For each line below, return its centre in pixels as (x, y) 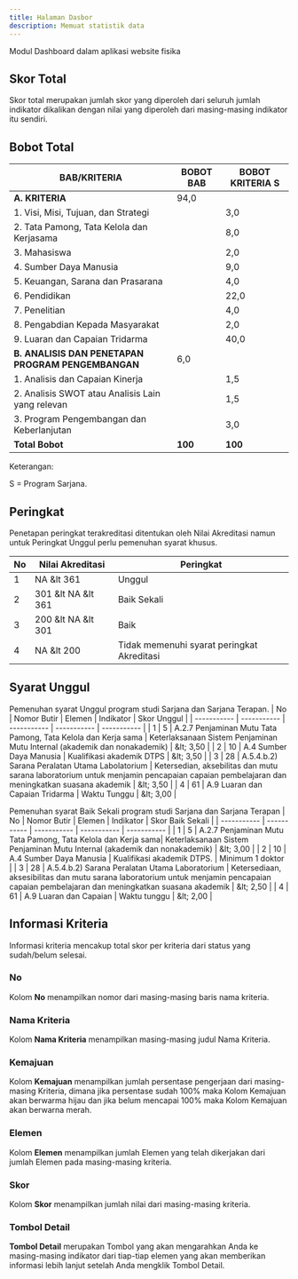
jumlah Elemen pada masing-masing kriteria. (90, 1162)
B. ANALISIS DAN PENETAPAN (79, 354)
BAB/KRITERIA (90, 178)
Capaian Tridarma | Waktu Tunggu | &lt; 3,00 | (93, 794)
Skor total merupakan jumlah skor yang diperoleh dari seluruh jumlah (135, 100)
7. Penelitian (39, 310)
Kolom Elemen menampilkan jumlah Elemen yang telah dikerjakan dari (137, 1152)
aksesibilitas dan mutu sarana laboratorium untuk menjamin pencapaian (141, 877)
